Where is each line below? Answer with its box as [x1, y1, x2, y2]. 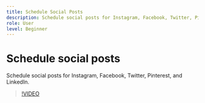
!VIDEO [21, 90, 40, 98]
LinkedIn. [6, 78, 29, 85]
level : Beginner [6, 25, 48, 32]
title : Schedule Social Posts [6, 8, 84, 15]
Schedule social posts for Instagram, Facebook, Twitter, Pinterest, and [6, 72, 183, 79]
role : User [6, 20, 34, 26]
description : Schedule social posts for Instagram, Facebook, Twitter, [6, 15, 192, 21]
